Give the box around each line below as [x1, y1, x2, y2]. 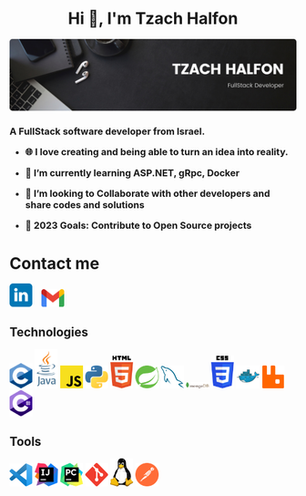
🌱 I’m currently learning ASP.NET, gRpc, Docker [25, 166, 240, 179]
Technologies [9, 325, 89, 340]
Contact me [9, 253, 100, 274]
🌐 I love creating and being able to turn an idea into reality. [25, 146, 289, 159]
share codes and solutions [25, 198, 145, 211]
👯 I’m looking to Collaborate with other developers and [25, 187, 270, 200]
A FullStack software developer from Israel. [9, 125, 206, 138]
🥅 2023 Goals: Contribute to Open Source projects [25, 219, 252, 232]
